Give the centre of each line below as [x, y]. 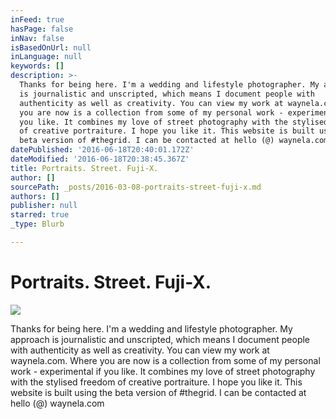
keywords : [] [37, 66]
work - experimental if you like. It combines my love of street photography [163, 371]
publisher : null [44, 206]
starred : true [40, 215]
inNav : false [37, 38]
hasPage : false [42, 29]
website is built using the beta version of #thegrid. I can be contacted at [158, 392]
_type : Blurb [37, 224]
